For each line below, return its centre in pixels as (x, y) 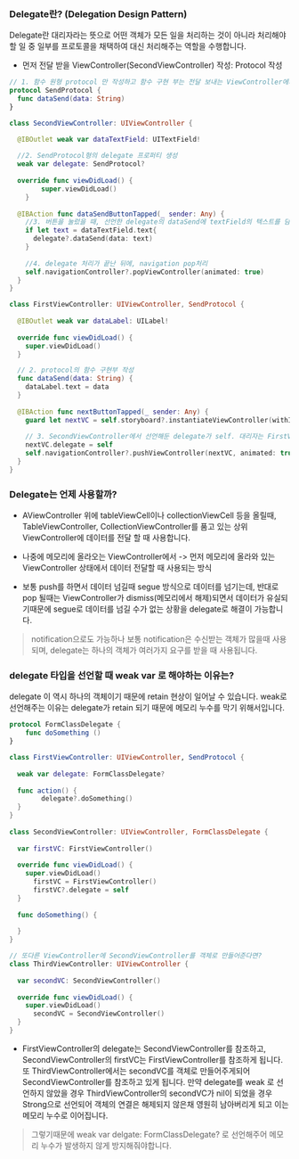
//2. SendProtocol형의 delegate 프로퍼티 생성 (97, 156)
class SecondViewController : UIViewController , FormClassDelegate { (139, 832)
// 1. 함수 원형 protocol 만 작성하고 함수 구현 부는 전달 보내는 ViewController (146, 82)
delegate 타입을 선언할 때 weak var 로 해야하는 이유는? (121, 676)
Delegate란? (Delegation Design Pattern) (98, 13)
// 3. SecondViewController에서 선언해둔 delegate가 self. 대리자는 (145, 437)
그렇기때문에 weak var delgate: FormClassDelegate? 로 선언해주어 (149, 1134)
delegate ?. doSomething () (87, 799)
